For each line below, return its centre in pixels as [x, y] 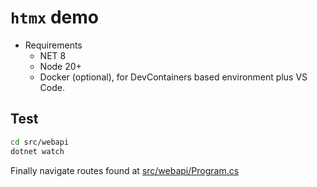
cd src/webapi [40, 142]
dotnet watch [37, 151]
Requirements [53, 45]
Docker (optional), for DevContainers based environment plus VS [173, 77]
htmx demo [54, 17]
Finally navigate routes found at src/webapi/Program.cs [125, 170]
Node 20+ [60, 66]
